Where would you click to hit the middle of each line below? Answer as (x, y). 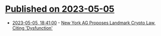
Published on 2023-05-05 (60, 9)
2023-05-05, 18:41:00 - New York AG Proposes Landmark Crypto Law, (84, 23)
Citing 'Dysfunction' (32, 28)
